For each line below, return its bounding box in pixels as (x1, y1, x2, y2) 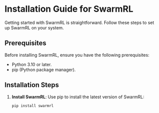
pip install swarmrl (11, 103, 54, 108)
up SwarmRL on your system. (4, 24, 64, 30)
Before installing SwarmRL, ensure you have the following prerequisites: (4, 52, 150, 58)
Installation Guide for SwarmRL (4, 3, 134, 15)
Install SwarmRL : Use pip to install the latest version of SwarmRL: (11, 94, 145, 100)
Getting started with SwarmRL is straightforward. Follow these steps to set (4, 20, 155, 25)
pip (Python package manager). (11, 67, 76, 72)
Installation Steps (4, 81, 59, 89)
